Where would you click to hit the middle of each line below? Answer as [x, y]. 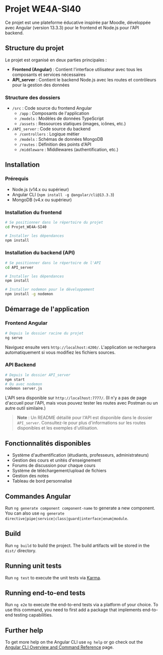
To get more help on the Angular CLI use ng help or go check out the [74, 642]
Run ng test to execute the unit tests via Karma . [53, 578]
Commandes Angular [38, 496]
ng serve [14, 338]
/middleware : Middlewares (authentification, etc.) [69, 150]
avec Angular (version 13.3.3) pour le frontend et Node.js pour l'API [72, 27]
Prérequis [17, 179]
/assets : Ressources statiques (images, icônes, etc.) [72, 124]
